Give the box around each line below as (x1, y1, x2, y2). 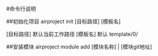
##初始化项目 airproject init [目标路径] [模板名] (6, 18, 121, 25)
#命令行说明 (6, 5, 36, 12)
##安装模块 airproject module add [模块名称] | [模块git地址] (6, 43, 152, 50)
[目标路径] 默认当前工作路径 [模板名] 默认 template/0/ (6, 30, 138, 38)
